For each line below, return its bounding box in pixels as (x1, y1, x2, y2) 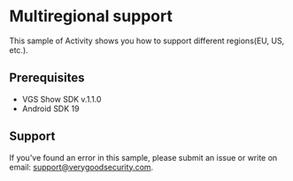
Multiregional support (9, 6, 173, 26)
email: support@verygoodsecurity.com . (9, 162, 154, 172)
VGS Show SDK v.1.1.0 (21, 94, 102, 104)
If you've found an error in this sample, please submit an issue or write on (9, 152, 278, 162)
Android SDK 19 (21, 103, 80, 114)
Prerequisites (9, 71, 85, 86)
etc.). (9, 44, 28, 55)
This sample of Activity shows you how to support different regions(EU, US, (9, 35, 285, 46)
